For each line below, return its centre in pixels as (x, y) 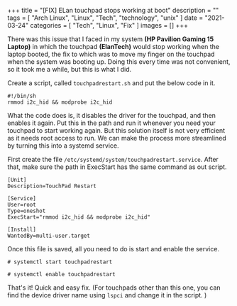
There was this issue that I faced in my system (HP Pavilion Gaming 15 (111, 39)
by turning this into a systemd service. (63, 146)
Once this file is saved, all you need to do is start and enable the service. (114, 249)
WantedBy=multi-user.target (49, 236)
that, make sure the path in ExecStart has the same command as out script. (117, 167)
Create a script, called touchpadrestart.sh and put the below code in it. (111, 83)
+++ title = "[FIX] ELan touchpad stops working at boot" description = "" (113, 10)
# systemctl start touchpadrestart (60, 262)
